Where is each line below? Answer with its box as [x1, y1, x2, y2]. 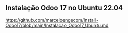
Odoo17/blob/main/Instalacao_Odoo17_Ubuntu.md [5, 22, 109, 28]
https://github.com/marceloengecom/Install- [5, 17, 99, 23]
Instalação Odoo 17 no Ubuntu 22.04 [5, 4, 123, 12]
